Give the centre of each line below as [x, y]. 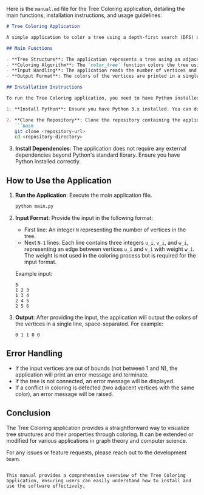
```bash [24, 126]
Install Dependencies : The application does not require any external [101, 149]
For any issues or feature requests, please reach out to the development [97, 452]
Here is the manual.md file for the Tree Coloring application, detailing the [96, 9]
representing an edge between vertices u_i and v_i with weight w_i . [109, 249]
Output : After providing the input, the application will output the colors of [106, 317]
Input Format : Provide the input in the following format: [84, 217]
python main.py [34, 207]
